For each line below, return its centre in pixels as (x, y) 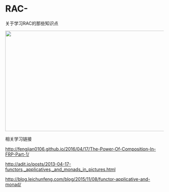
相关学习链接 (18, 139)
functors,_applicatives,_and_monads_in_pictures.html (60, 169)
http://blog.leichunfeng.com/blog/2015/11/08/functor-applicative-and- (78, 179)
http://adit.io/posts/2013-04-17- (38, 164)
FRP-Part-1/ (17, 154)
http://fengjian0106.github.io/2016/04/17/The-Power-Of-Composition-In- (80, 149)
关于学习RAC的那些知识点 (32, 23)
